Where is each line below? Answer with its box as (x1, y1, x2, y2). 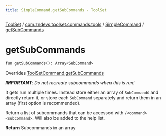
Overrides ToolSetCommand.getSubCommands (5, 70, 104, 76)
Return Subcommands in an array (5, 124, 76, 131)
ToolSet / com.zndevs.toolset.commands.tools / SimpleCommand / (5, 21, 144, 27)
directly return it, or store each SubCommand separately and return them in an (5, 94, 161, 101)
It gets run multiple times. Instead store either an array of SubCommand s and (5, 89, 159, 95)
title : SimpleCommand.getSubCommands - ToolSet (5, 7, 107, 13)
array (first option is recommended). (5, 100, 81, 106)
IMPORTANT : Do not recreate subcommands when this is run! (5, 79, 135, 86)
